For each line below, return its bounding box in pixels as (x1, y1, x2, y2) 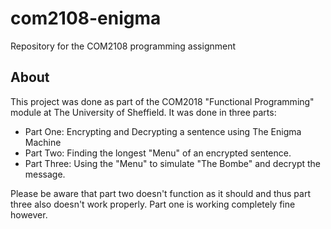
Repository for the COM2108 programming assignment (10, 40, 237, 52)
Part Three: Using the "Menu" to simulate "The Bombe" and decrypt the (24, 157, 322, 169)
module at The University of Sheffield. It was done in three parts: (10, 106, 277, 118)
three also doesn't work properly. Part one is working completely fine (10, 198, 296, 210)
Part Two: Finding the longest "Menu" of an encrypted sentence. (24, 147, 292, 159)
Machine (24, 136, 62, 148)
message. (24, 168, 66, 180)
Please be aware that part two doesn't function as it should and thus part (10, 187, 311, 199)
